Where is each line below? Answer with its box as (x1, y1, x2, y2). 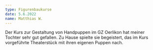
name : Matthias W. (5, 16, 43, 21)
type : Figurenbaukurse (5, 7, 52, 12)
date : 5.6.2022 (5, 12, 37, 17)
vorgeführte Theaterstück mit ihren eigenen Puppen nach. (5, 40, 123, 46)
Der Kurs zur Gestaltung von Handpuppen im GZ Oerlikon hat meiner (5, 30, 145, 35)
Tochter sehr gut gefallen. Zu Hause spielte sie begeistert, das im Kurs (5, 34, 149, 40)
